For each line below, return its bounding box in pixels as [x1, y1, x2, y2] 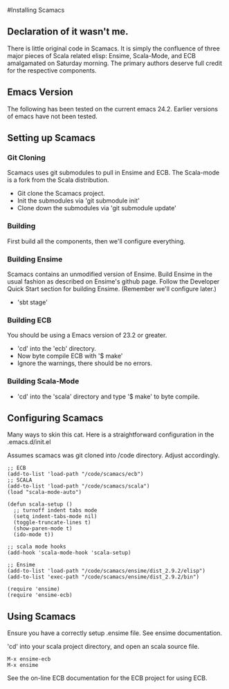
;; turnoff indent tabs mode [13, 507, 98, 514]
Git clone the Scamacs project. [17, 190, 105, 198]
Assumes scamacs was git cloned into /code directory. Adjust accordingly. [7, 451, 220, 459]
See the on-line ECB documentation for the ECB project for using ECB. [7, 674, 208, 682]
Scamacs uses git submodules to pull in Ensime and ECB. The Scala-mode [7, 169, 220, 177]
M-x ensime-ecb [7, 656, 51, 663]
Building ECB [7, 315, 52, 324]
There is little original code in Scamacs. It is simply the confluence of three [7, 44, 220, 53]
